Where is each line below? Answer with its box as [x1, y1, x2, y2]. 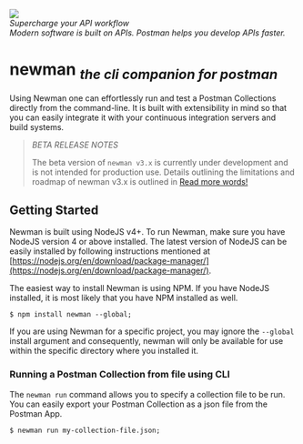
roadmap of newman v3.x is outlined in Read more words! [31, 176, 248, 187]
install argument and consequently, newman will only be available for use [9, 336, 284, 347]
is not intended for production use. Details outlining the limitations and [31, 166, 296, 177]
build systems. [9, 121, 65, 132]
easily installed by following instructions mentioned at [9, 246, 211, 257]
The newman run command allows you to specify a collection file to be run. [9, 388, 286, 399]
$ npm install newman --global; [9, 310, 132, 319]
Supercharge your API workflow [9, 18, 130, 28]
